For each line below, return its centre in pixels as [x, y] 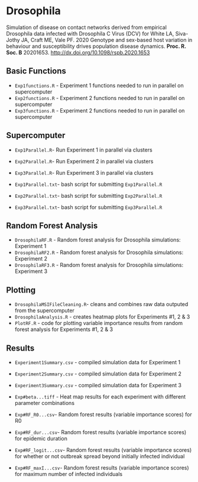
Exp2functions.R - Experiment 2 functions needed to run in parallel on [100, 98]
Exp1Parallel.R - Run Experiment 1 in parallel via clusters [83, 150]
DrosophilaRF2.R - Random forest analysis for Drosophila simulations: [99, 252]
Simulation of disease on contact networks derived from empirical [87, 27]
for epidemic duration [41, 438]
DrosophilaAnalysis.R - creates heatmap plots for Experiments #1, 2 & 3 [102, 317]
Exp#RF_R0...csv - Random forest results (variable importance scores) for [103, 414]
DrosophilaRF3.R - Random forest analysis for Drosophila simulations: [99, 265]
